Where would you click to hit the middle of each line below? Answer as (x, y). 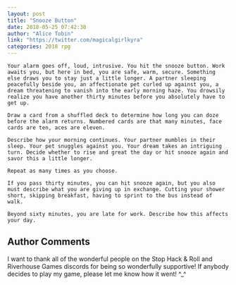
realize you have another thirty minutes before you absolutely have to (116, 97)
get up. (19, 103)
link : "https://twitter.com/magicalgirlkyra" (75, 40)
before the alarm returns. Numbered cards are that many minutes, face (114, 121)
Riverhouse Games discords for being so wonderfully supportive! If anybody (118, 266)
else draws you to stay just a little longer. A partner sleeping (107, 78)
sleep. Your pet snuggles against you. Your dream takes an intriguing (114, 146)
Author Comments (49, 242)
